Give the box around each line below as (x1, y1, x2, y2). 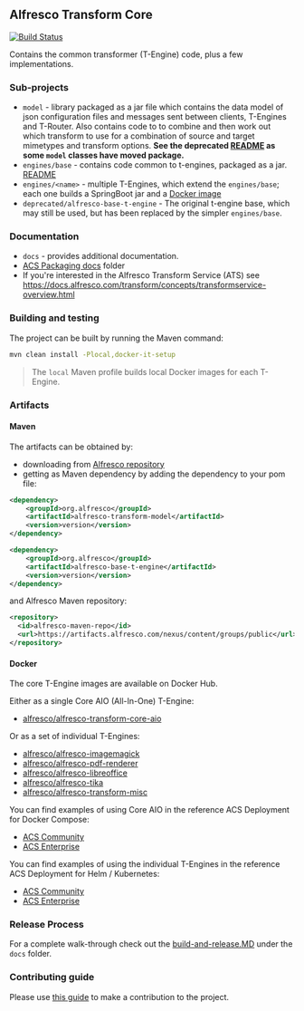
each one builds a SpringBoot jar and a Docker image (22, 188, 222, 199)
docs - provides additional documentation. (22, 251, 179, 262)
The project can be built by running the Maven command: (9, 332, 223, 343)
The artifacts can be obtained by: (9, 441, 134, 452)
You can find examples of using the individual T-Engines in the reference (9, 859, 280, 870)
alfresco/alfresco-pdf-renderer (22, 758, 138, 769)
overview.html (22, 289, 75, 300)
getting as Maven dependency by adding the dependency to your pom (22, 468, 286, 479)
